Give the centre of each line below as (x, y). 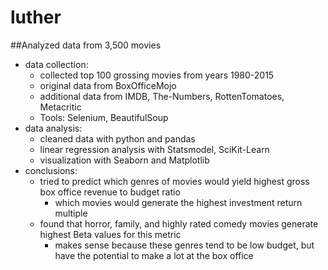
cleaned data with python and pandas (117, 138)
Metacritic (60, 107)
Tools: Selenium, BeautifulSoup (104, 117)
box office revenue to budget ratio (110, 192)
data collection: (56, 64)
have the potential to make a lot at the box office (154, 255)
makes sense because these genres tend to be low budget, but (184, 245)
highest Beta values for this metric (110, 234)
